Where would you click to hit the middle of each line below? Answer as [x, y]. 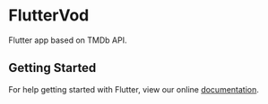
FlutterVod [49, 16]
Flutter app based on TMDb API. [68, 40]
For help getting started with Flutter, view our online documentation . [134, 89]
